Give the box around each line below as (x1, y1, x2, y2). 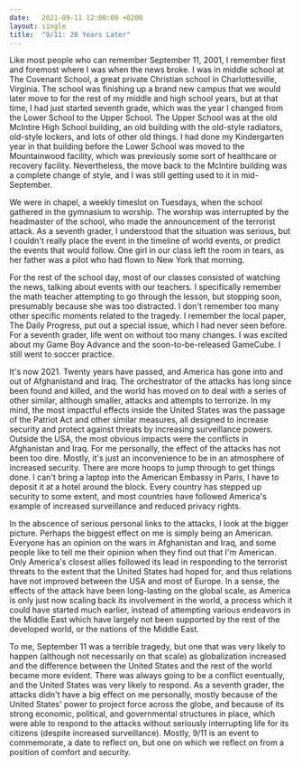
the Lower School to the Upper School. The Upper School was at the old (9, 112, 278, 123)
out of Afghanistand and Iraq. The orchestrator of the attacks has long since (9, 376, 292, 387)
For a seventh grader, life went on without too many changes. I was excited (9, 330, 288, 341)
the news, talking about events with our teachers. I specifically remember (9, 282, 282, 293)
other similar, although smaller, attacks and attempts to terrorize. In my (9, 395, 272, 406)
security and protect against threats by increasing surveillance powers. (9, 424, 273, 434)
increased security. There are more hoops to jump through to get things (9, 462, 276, 473)
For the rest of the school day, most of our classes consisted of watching (9, 272, 281, 283)
